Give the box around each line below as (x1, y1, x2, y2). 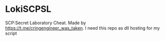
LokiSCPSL (5, 3, 52, 15)
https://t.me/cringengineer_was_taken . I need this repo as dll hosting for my (5, 25, 160, 31)
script (5, 30, 17, 36)
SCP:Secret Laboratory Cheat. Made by (5, 20, 86, 26)
